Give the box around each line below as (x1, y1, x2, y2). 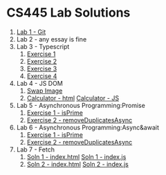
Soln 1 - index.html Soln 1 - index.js (26, 152, 127, 160)
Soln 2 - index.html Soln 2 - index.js (26, 160, 129, 168)
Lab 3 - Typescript (16, 42, 70, 50)
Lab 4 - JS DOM (16, 79, 63, 87)
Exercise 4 (26, 71, 57, 80)
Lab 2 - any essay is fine (16, 35, 87, 43)
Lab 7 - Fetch (16, 145, 55, 154)
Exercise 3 (26, 64, 57, 73)
